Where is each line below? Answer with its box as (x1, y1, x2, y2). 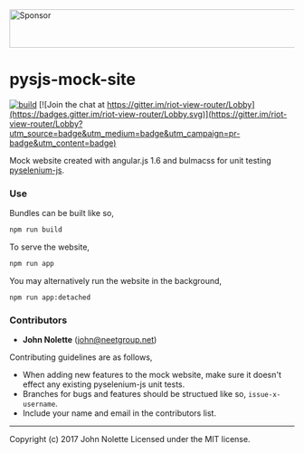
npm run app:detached (9, 293, 91, 302)
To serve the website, (9, 241, 90, 252)
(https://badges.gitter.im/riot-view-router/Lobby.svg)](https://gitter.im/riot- (9, 109, 288, 119)
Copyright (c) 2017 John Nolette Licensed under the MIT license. (9, 434, 251, 445)
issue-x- (248, 391, 281, 400)
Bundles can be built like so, (9, 208, 115, 219)
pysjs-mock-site (9, 70, 136, 90)
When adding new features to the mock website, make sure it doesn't (22, 370, 282, 381)
